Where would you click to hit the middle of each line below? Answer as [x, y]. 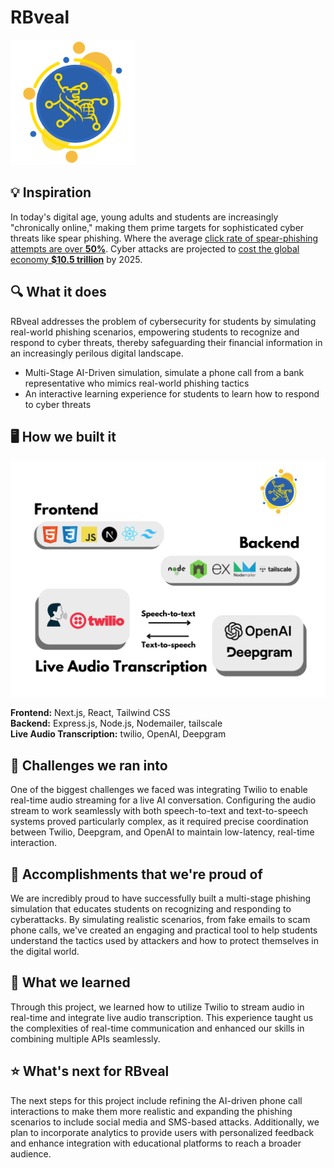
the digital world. [45, 951]
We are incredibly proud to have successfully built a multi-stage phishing [161, 898]
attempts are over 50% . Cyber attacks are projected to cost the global [155, 248]
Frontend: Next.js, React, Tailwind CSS [90, 713]
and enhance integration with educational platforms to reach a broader [156, 1143]
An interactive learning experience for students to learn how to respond [172, 393]
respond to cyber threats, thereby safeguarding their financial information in [166, 342]
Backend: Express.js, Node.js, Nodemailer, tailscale [116, 723]
